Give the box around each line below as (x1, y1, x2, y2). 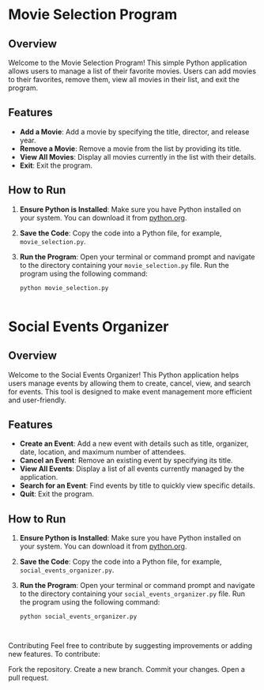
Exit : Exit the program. (19, 160, 93, 170)
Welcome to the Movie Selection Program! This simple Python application (8, 58, 247, 67)
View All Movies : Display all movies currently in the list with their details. (19, 152, 257, 161)
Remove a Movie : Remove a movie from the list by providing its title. (19, 144, 242, 153)
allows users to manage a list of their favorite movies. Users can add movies (8, 66, 257, 76)
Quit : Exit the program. (19, 489, 95, 499)
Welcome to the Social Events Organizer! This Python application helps (8, 370, 239, 379)
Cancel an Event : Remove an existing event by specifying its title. (19, 456, 233, 466)
